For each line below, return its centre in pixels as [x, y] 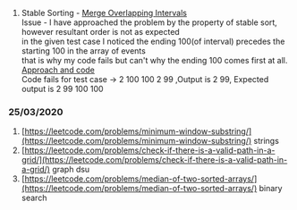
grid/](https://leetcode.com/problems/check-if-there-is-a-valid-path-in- [154, 160]
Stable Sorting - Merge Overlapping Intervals [104, 13]
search [34, 198]
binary [271, 189]
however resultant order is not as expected [100, 32]
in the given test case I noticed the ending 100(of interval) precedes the [153, 41]
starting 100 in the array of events [84, 51]
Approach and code [58, 70]
